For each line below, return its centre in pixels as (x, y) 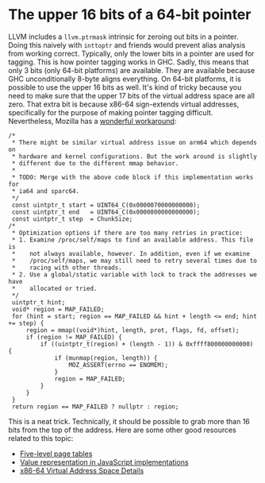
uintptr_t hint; (38, 302)
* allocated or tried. (54, 288)
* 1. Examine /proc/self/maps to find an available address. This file (132, 240)
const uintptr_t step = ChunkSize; (72, 219)
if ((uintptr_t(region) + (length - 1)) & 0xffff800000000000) (147, 344)
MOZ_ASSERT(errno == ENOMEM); (119, 365)
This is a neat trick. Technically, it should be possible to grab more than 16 (129, 421)
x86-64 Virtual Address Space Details (82, 470)
